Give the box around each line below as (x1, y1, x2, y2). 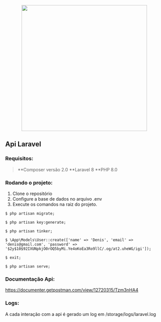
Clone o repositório (12, 190, 53, 197)
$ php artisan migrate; (5, 211, 55, 216)
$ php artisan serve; (5, 264, 51, 269)
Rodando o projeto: (5, 179, 53, 186)
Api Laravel (5, 140, 42, 149)
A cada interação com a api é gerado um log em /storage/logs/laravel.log (5, 311, 156, 317)
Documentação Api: (5, 275, 55, 282)
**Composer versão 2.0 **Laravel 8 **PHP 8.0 (17, 166, 118, 172)
